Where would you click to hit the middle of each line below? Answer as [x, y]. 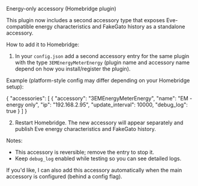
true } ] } [17, 111]
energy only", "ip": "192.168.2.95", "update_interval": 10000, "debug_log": [97, 105]
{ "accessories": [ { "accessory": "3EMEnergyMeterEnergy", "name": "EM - [99, 98]
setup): [15, 87]
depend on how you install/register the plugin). [73, 69]
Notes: [14, 141]
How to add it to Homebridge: [43, 45]
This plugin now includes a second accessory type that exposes [85, 20]
